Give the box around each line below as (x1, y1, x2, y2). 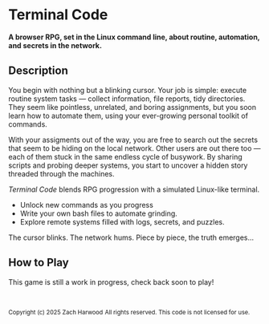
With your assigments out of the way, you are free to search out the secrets (8, 135, 259, 144)
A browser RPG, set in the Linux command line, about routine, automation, (8, 32, 260, 42)
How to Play (8, 256, 70, 269)
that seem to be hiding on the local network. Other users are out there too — (8, 143, 261, 153)
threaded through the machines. (8, 168, 115, 178)
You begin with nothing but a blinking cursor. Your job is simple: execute (8, 85, 247, 95)
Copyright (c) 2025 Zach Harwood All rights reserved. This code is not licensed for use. (8, 308, 251, 316)
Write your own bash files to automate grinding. (19, 209, 178, 218)
